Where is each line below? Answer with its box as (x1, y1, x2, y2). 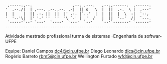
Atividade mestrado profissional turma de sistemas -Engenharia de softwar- (5, 33, 162, 39)
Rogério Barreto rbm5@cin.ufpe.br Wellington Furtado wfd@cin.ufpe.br (5, 53, 153, 59)
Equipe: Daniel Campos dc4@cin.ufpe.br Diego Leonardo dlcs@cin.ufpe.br (5, 48, 160, 54)
